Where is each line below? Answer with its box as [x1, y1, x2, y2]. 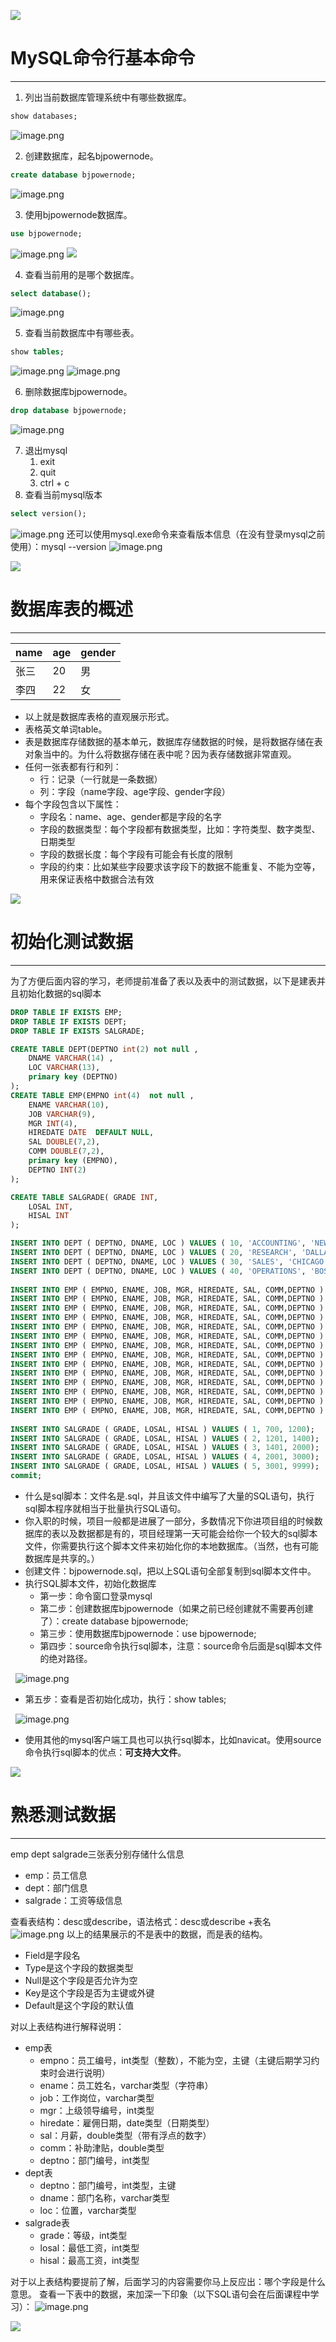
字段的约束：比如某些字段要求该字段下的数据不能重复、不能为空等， [39, 861, 321, 872]
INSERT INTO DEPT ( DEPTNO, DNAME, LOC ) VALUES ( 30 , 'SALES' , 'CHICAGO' [10, 1256, 329, 1267]
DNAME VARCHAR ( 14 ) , [28, 1053, 114, 1064]
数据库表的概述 [10, 598, 134, 621]
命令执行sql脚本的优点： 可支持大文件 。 [24, 1746, 187, 1758]
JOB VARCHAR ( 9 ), [28, 1109, 97, 1119]
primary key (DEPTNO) [28, 1072, 118, 1082]
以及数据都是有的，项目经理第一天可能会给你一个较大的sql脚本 [59, 1527, 318, 1539]
